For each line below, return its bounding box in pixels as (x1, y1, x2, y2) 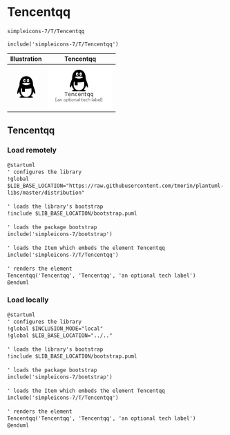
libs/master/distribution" (7, 189, 85, 196)
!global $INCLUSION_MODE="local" (7, 325, 104, 332)
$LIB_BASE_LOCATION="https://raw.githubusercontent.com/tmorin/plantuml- (7, 182, 224, 189)
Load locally (7, 295, 49, 304)
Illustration (10, 55, 43, 63)
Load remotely (7, 145, 57, 155)
